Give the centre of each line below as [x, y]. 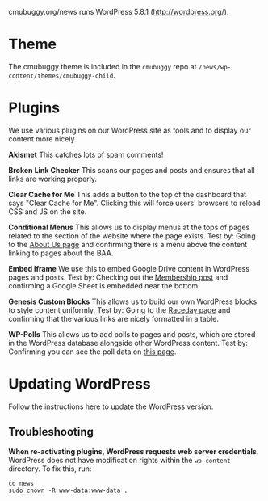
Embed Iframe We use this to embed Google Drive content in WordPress [129, 268]
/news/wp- [215, 67]
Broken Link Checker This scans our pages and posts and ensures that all [132, 170]
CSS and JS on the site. [48, 211]
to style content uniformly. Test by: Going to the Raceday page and [119, 309]
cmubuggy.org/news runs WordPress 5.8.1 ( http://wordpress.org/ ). [119, 12]
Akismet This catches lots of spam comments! [86, 154]
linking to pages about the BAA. [61, 253]
